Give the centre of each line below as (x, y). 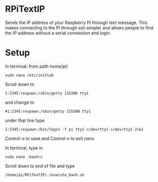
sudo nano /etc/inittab (29, 75)
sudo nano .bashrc (24, 157)
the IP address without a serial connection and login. (58, 33)
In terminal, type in (24, 148)
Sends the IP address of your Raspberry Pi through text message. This (76, 23)
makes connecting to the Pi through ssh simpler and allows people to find (79, 27)
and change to (20, 102)
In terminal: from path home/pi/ (37, 66)
